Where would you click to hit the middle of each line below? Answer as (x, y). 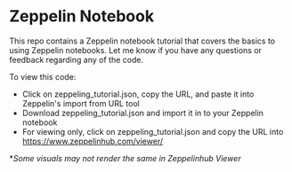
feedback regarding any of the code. (77, 59)
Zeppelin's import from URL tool (81, 103)
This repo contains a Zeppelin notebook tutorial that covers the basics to (142, 41)
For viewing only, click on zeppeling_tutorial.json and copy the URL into (153, 131)
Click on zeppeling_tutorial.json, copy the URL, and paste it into (138, 94)
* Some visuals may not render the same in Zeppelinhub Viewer (126, 158)
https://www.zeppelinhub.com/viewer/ (92, 141)
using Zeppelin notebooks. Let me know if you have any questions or (136, 50)
